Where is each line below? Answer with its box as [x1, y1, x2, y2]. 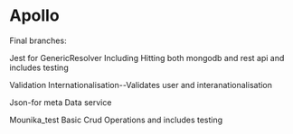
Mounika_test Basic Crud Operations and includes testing [9, 114, 223, 125]
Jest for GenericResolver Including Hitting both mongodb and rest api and [9, 52, 285, 63]
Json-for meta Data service [9, 96, 112, 108]
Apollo [9, 5, 61, 26]
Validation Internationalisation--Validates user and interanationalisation [9, 79, 273, 90]
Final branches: [9, 35, 67, 46]
